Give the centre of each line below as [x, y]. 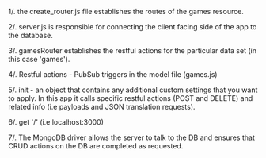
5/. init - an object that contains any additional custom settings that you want [133, 90]
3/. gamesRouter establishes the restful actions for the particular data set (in [133, 50]
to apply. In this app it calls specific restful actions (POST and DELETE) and [131, 98]
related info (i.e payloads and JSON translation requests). [102, 107]
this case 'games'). [39, 59]
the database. [31, 35]
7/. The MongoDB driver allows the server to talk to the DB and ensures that [131, 137]
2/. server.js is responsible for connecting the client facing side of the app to [133, 27]
